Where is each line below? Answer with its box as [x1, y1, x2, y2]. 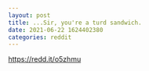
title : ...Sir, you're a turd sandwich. [8, 19, 143, 27]
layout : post [8, 11, 51, 20]
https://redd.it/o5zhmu [8, 55, 82, 64]
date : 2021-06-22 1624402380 [8, 26, 104, 34]
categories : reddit [8, 33, 72, 41]
